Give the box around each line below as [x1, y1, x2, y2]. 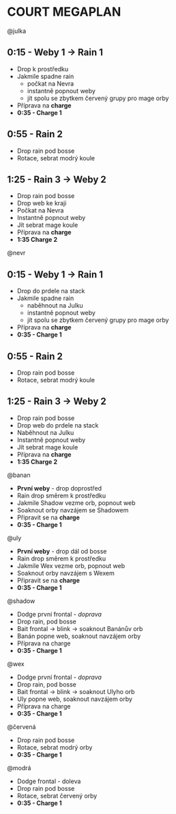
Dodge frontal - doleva [16, 777, 81, 785]
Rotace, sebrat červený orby [16, 791, 98, 800]
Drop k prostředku [16, 64, 69, 73]
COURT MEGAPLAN [7, 4, 121, 20]
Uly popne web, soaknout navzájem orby [16, 695, 133, 703]
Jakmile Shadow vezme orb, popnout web [16, 498, 136, 507]
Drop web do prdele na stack [16, 421, 99, 429]
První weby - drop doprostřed [16, 484, 102, 492]
